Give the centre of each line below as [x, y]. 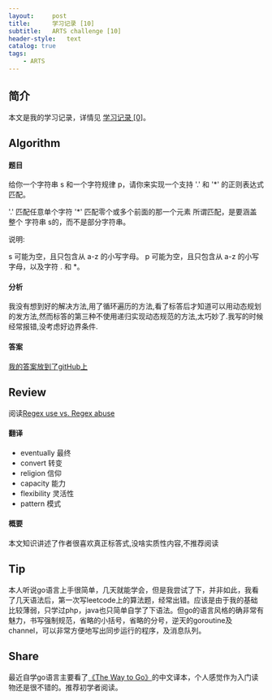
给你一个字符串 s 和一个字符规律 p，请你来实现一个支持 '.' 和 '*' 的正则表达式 [136, 184]
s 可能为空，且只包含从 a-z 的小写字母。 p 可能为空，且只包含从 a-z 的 [127, 257]
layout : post [38, 16]
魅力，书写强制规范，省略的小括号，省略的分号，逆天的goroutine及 [121, 620]
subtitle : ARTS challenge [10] [65, 31]
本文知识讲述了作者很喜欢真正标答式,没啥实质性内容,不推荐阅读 [114, 543]
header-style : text [45, 39]
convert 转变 [41, 463]
